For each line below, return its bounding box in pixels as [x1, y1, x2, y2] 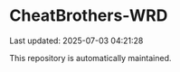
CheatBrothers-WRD [9, 5, 168, 26]
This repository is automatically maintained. [9, 52, 172, 63]
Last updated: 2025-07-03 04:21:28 [9, 35, 144, 46]
